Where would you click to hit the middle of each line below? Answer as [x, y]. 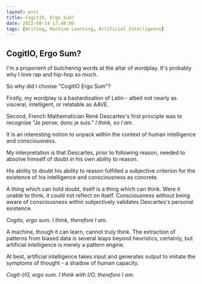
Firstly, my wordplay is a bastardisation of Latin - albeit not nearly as [92, 98]
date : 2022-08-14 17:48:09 [40, 23]
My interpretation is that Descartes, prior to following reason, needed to [96, 153]
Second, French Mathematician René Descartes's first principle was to [94, 117]
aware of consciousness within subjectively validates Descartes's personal [100, 202]
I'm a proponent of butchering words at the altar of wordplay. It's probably [99, 68]
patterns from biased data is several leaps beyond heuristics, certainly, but [99, 238]
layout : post [23, 12]
